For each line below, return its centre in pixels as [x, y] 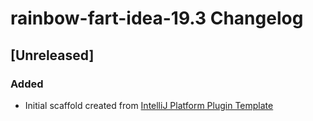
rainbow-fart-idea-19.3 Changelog [157, 18]
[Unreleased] [52, 55]
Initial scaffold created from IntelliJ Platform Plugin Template [149, 105]
